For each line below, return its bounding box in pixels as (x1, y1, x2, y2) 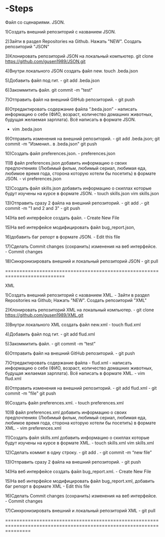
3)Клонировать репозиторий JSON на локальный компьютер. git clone (5, 53, 154, 59)
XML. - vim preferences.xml (5, 425, 61, 431)
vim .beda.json (12, 126, 42, 132)
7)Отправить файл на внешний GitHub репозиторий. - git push (5, 97, 135, 102)
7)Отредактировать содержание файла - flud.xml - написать (5, 360, 132, 366)
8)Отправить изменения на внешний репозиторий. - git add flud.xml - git (5, 385, 157, 391)
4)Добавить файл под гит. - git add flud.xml (5, 331, 95, 337)
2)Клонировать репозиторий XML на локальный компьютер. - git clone (5, 306, 154, 313)
